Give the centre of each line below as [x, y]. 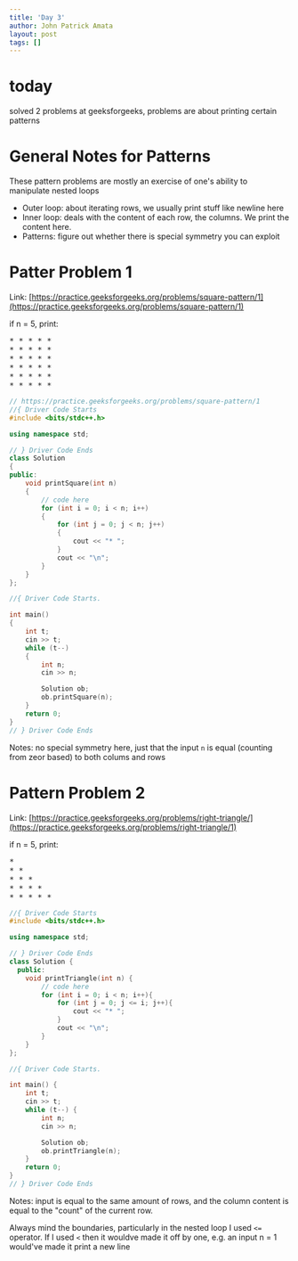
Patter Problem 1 [71, 272]
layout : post [33, 34]
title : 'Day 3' [37, 17]
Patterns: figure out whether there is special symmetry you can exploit [151, 236]
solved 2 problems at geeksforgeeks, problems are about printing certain [143, 111]
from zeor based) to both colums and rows [88, 757]
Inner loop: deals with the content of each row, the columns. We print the [156, 217]
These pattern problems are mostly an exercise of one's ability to [129, 181]
